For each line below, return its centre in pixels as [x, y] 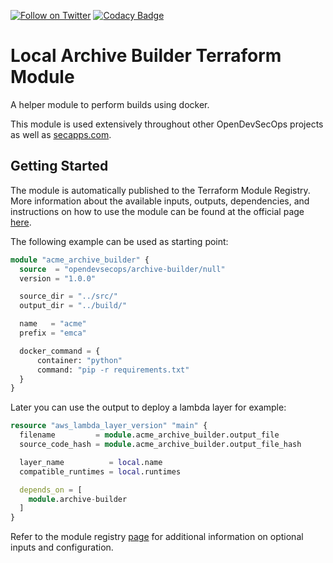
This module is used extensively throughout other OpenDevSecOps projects [167, 124]
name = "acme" [53, 324]
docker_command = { [60, 351]
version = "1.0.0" [58, 278]
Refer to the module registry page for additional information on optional [157, 537]
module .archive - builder [78, 499]
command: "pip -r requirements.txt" [113, 370]
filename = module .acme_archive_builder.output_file [149, 435]
